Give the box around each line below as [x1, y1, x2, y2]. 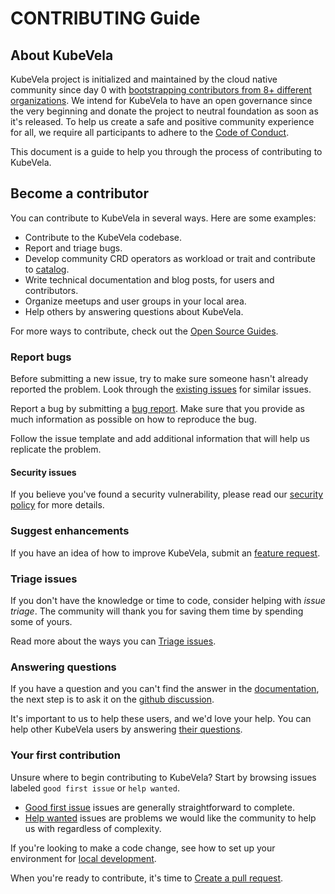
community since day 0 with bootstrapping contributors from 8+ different [10, 84, 312, 96]
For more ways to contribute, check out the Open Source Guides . [10, 325, 279, 337]
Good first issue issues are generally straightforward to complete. [24, 801, 295, 813]
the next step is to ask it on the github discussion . [10, 693, 215, 706]
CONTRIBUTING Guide [10, 7, 201, 30]
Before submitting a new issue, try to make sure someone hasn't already [10, 373, 309, 385]
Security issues [10, 466, 77, 478]
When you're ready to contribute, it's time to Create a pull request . [10, 872, 284, 884]
